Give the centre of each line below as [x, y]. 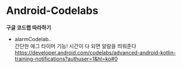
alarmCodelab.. [33, 39]
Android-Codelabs [52, 11]
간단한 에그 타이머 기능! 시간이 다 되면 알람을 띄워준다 [75, 46]
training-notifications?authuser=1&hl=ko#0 [66, 59]
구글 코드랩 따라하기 [29, 27]
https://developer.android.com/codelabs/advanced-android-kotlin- [95, 52]
